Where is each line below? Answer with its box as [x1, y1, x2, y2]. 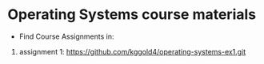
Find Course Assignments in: [18, 32, 114, 41]
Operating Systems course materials [7, 6, 257, 24]
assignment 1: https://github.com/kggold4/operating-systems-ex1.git [18, 47, 246, 56]
